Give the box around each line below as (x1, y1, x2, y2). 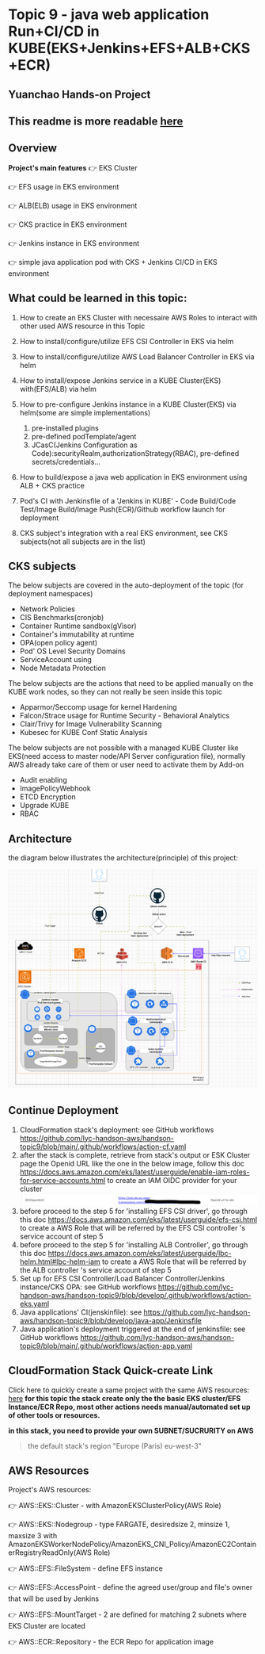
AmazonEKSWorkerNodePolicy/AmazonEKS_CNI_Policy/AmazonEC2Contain (8, 1540, 257, 1549)
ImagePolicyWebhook (19, 783, 91, 794)
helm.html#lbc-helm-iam (19, 1257, 100, 1266)
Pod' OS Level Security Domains (19, 646, 126, 656)
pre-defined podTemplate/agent (31, 431, 137, 441)
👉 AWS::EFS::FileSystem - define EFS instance (8, 1564, 164, 1573)
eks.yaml (19, 1299, 50, 1308)
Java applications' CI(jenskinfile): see (19, 1307, 142, 1317)
